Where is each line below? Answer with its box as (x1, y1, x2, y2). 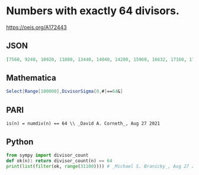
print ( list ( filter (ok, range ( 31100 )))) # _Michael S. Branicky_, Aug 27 (6, 163, 190, 169)
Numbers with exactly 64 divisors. (6, 4, 179, 18)
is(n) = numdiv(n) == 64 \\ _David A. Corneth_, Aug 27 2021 (6, 121, 161, 127)
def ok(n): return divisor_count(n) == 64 (6, 158, 113, 164)
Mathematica (6, 73, 56, 83)
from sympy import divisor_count (6, 152, 89, 158)
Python (6, 137, 34, 147)
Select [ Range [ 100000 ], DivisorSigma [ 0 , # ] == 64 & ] (6, 89, 123, 95)
